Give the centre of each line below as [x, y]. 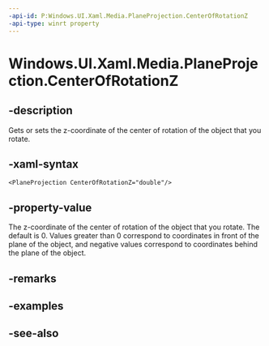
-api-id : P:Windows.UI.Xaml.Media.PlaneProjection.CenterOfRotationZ [128, 16]
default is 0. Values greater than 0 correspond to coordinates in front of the [134, 236]
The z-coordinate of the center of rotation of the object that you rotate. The [134, 227]
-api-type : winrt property [54, 23]
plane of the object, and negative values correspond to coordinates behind [133, 245]
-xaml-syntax [44, 164]
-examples [36, 306]
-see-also [34, 333]
